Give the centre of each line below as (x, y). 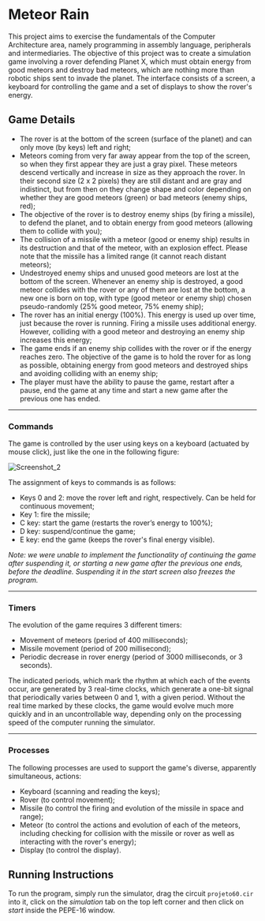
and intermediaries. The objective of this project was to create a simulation (129, 53)
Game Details (42, 120)
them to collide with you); (61, 231)
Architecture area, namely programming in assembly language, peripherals (130, 44)
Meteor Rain (49, 15)
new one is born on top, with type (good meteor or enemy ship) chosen (136, 298)
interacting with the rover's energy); (78, 841)
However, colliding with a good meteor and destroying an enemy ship (132, 331)
